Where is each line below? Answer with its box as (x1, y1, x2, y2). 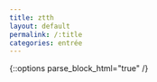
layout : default (9, 22, 70, 31)
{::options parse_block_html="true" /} (9, 63, 149, 74)
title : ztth (9, 13, 54, 23)
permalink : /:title (9, 30, 83, 39)
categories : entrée (9, 38, 83, 48)
